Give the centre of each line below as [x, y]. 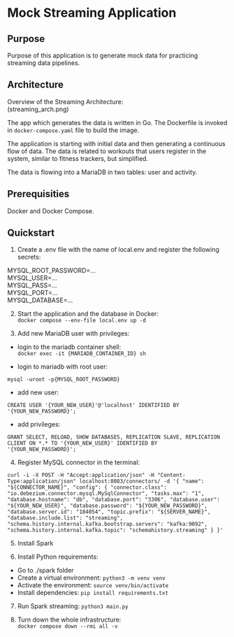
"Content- [171, 475]
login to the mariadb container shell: [69, 347]
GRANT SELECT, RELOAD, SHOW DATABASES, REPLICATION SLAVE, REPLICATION [114, 437]
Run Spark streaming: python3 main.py [73, 606]
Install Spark [35, 543]
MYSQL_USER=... [32, 278]
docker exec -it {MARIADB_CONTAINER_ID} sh [82, 354]
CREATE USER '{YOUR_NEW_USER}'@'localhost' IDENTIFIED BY [93, 406]
